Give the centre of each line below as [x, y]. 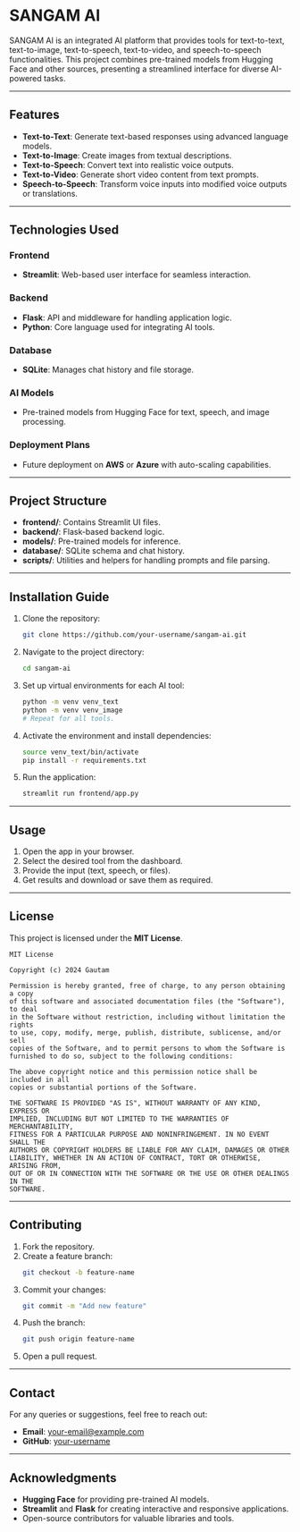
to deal [24, 1009]
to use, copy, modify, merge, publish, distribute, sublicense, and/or [145, 1033]
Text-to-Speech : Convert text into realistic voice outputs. [128, 165]
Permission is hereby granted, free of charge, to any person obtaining [147, 986]
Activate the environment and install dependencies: [117, 735]
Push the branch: [54, 1323]
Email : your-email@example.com [83, 1432]
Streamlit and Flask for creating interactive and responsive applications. [155, 1509]
